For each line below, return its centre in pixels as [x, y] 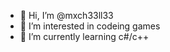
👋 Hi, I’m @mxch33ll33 [66, 15]
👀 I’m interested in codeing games [90, 26]
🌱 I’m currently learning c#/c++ [84, 36]
